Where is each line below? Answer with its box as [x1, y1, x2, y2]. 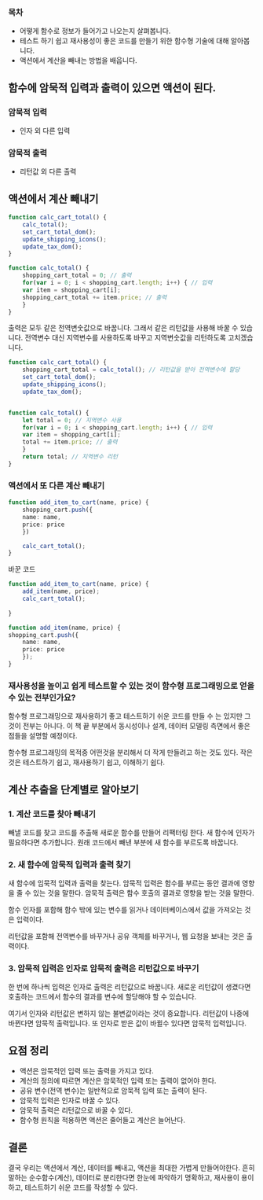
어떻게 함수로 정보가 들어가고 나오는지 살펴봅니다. [19, 26, 171, 36]
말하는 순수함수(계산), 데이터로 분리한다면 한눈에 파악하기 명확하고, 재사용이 [8, 1173, 239, 1183]
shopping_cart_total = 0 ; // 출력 [22, 271, 132, 280]
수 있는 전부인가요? [8, 692, 76, 703]
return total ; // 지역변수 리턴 [22, 453, 119, 461]
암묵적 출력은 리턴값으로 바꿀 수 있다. [19, 1106, 133, 1115]
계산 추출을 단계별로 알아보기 [8, 782, 140, 796]
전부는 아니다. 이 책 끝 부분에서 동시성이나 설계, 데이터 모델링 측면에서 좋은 [22, 721, 251, 731]
